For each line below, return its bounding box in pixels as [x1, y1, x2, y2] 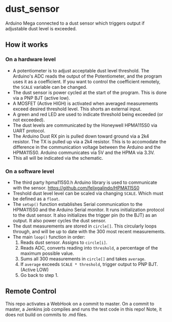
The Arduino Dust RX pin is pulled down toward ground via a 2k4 [12, 133, 149, 139]
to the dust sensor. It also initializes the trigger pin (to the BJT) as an [12, 212, 157, 218]
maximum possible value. [20, 250, 74, 256]
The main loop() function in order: [12, 234, 85, 240]
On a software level [5, 167, 55, 175]
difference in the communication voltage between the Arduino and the [12, 144, 161, 150]
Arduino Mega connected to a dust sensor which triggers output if [5, 20, 145, 26]
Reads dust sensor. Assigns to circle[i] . [20, 239, 107, 245]
